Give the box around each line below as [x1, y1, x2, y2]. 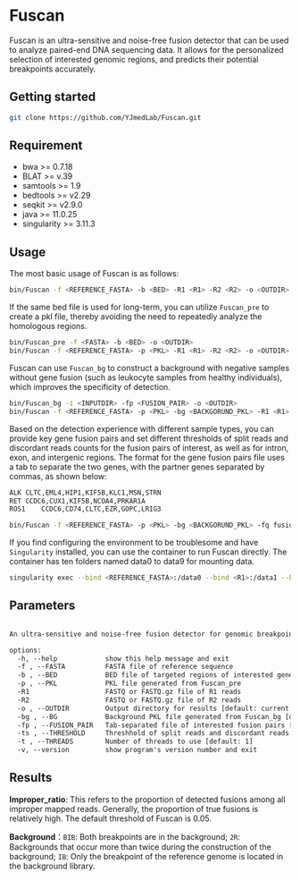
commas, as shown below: [9, 470, 107, 481]
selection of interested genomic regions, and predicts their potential [9, 54, 259, 64]
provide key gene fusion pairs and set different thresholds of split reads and [9, 433, 288, 444]
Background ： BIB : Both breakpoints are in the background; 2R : [9, 831, 241, 842]
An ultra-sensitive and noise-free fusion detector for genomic [9, 630, 254, 639]
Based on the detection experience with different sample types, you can [9, 423, 275, 434]
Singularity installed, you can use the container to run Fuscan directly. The [9, 546, 287, 557]
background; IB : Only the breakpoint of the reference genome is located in [9, 850, 284, 861]
